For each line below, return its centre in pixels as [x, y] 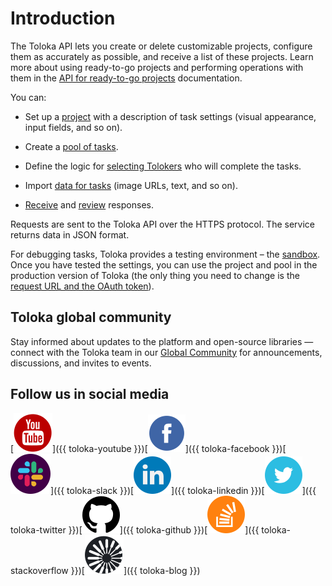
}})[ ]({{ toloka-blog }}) [135, 570]
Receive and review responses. [89, 204]
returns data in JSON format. [70, 234]
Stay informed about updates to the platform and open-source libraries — [162, 341]
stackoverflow [39, 570]
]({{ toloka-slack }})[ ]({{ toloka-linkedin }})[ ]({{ [183, 490]
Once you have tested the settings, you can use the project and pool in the [164, 264]
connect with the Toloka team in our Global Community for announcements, [166, 352]
